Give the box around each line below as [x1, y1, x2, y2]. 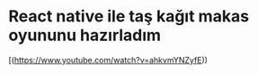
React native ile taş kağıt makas [8, 6, 249, 27]
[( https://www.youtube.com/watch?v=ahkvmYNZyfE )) [8, 54, 209, 65]
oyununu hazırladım [8, 25, 162, 45]
